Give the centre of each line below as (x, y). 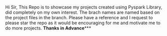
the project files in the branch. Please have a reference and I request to (79, 18)
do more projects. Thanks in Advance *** (48, 28)
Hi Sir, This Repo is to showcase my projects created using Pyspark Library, (84, 7)
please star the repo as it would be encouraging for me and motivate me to (83, 23)
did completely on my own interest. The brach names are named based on (82, 12)
